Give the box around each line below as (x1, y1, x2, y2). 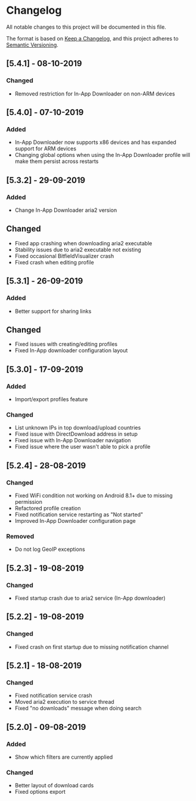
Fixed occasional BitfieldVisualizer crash (14, 252, 114, 260)
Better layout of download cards (14, 782, 94, 789)
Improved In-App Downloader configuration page (14, 517, 136, 524)
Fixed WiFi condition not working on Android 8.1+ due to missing (14, 492, 173, 499)
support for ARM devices (14, 145, 76, 152)
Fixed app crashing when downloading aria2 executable (14, 239, 153, 247)
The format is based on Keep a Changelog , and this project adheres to (6, 35, 179, 42)
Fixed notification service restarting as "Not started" (14, 511, 144, 518)
